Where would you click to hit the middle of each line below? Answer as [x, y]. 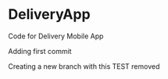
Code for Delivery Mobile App [56, 36]
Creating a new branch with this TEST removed [84, 66]
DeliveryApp [50, 14]
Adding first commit [40, 51]
